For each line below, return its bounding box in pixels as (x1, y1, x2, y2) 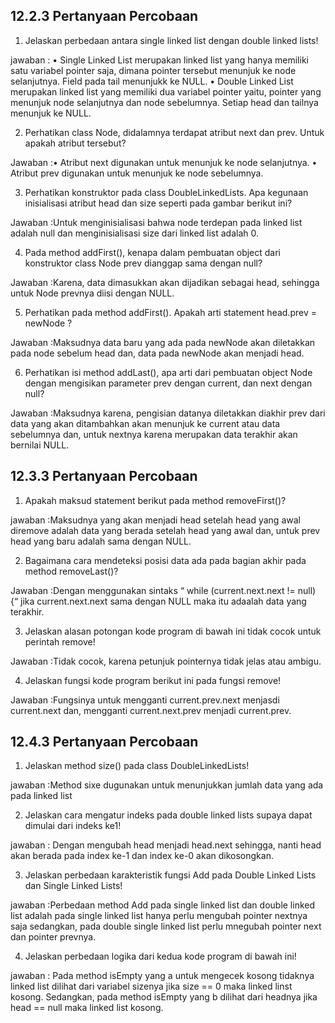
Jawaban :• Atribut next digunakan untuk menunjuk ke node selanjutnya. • (10, 156, 318, 168)
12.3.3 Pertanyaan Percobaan (10, 468, 198, 485)
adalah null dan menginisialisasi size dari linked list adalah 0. (10, 227, 260, 239)
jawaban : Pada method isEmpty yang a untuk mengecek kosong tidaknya (10, 970, 315, 982)
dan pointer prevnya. (10, 931, 97, 943)
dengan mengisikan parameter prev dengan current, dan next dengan (24, 377, 313, 389)
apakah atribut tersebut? (24, 137, 127, 149)
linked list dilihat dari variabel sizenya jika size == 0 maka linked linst (10, 980, 293, 993)
